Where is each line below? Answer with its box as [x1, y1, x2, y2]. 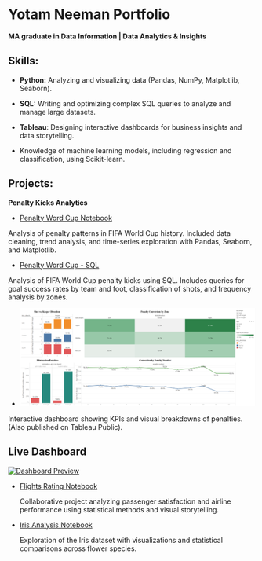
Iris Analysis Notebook [19, 520, 93, 530]
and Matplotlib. [8, 245, 57, 255]
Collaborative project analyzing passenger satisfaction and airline [19, 497, 231, 506]
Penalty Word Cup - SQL [19, 260, 100, 269]
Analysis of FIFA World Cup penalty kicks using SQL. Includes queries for [8, 275, 245, 284]
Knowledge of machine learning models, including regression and [19, 145, 232, 155]
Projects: [8, 177, 53, 190]
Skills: [8, 54, 39, 68]
